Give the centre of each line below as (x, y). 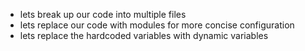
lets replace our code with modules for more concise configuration (157, 25)
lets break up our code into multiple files (103, 14)
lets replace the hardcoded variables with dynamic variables (144, 35)
